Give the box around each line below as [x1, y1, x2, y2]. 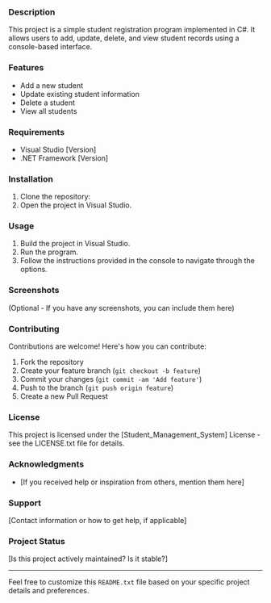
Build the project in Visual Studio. [19, 239, 131, 249]
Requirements [8, 126, 65, 137]
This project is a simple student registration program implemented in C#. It [8, 25, 256, 35]
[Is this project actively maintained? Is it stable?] [8, 554, 168, 563]
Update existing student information [19, 89, 140, 98]
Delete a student [19, 98, 75, 107]
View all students [19, 106, 77, 115]
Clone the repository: [19, 192, 91, 202]
